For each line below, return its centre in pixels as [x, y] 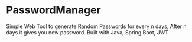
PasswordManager [54, 10]
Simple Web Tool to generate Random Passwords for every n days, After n [96, 26]
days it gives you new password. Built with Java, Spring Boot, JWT [87, 32]
